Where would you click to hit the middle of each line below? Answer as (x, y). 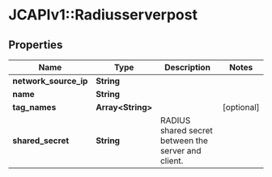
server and (181, 151)
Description (187, 67)
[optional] (241, 107)
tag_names (34, 107)
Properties (36, 45)
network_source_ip (50, 81)
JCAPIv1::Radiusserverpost (103, 15)
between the (184, 141)
